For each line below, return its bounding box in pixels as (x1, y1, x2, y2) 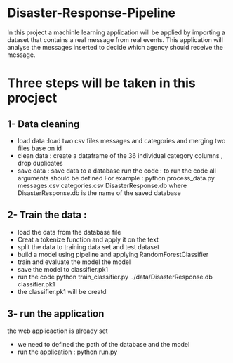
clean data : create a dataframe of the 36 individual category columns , (17, 151, 223, 159)
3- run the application (7, 308, 105, 320)
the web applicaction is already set (7, 326, 108, 335)
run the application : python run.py (17, 348, 118, 356)
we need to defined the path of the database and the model (17, 340, 190, 348)
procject (7, 90, 58, 106)
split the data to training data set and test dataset (17, 242, 160, 251)
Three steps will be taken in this (7, 75, 196, 91)
